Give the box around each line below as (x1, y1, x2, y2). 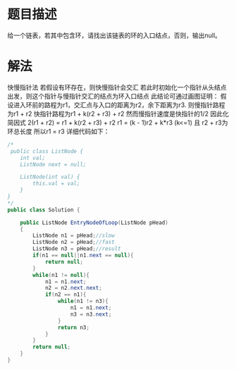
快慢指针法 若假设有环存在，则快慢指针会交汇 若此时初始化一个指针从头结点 (7, 82, 227, 92)
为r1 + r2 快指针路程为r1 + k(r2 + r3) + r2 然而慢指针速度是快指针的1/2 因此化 (7, 109, 229, 118)
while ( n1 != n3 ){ (57, 297, 109, 305)
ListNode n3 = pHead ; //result (32, 245, 121, 252)
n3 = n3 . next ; (70, 311, 112, 318)
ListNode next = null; (20, 161, 87, 168)
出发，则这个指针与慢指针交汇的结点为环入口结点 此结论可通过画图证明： (7, 92, 219, 100)
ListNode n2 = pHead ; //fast (32, 239, 115, 246)
